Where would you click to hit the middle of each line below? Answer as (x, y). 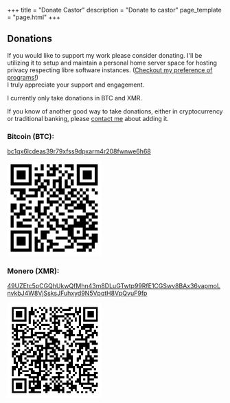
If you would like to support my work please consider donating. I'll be (105, 55)
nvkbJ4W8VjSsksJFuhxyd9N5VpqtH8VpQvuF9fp (77, 293)
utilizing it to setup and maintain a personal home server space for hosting (112, 63)
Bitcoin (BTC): (31, 136)
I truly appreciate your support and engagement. (76, 85)
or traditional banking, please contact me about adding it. (88, 118)
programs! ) (23, 77)
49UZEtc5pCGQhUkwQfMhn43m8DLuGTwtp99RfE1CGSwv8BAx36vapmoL (114, 286)
